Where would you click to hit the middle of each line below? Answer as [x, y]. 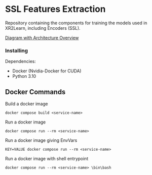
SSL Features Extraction [56, 9]
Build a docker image [27, 104]
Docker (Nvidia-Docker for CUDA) [47, 71]
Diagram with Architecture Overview [42, 38]
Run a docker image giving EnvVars [41, 140]
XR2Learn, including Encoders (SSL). [43, 28]
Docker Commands [35, 92]
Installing [17, 51]
